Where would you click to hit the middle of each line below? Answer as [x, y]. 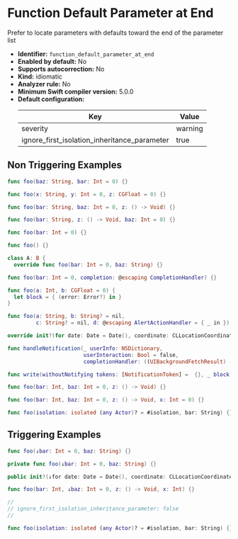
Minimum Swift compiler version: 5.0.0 [75, 91]
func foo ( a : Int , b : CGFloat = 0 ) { [61, 290]
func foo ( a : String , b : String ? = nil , [66, 317]
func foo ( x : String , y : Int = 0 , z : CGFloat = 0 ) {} [87, 194]
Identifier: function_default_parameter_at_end [86, 54]
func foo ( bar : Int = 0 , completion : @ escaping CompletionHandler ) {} [112, 278]
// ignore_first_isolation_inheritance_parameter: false [93, 509]
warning [189, 128]
